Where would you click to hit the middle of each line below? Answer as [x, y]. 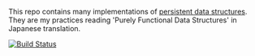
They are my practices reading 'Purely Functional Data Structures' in [123, 20]
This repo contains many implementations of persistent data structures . [128, 12]
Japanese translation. [45, 28]
